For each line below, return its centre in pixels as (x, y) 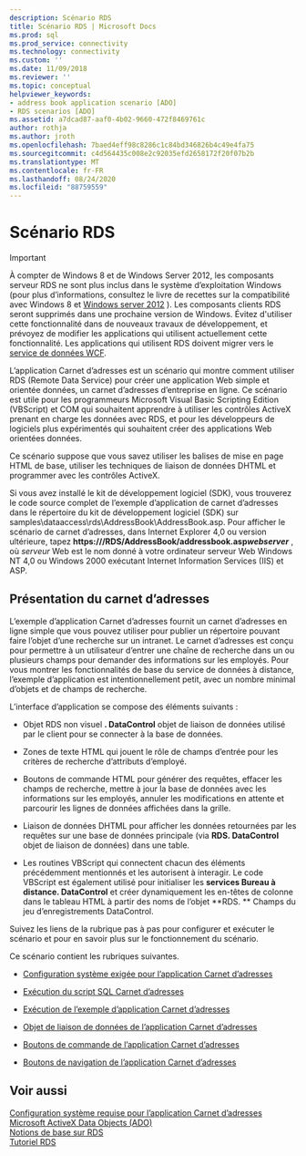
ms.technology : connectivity (65, 52)
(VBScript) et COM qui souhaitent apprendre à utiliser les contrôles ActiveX (150, 409)
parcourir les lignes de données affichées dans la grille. (127, 808)
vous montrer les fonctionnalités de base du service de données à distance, (152, 669)
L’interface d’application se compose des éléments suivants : (124, 707)
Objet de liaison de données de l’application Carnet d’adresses (140, 1027)
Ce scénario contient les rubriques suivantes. (94, 956)
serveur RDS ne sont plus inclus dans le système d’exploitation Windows (146, 285)
